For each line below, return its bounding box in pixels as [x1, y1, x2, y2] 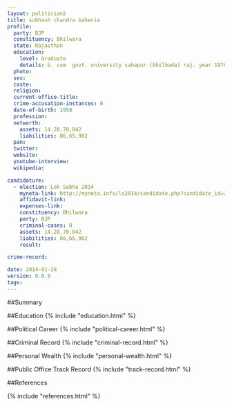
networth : [13, 119, 41, 127]
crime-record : [7, 254, 48, 261]
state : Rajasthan [13, 42, 64, 49]
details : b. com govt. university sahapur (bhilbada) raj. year [19, 62, 212, 68]
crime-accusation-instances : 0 [13, 100, 104, 107]
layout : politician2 [7, 10, 67, 17]
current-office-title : [13, 94, 79, 101]
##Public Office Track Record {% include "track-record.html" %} [7, 365, 191, 373]
